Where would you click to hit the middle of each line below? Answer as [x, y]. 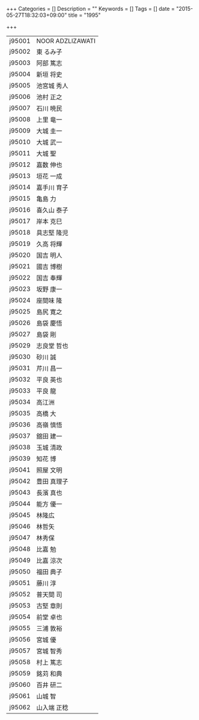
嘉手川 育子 [52, 188]
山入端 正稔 [52, 708]
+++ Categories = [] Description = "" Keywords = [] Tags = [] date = [90, 9]
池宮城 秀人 [52, 86]
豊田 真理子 [52, 482]
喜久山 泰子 [52, 210]
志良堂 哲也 [52, 346]
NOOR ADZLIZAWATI [66, 41]
